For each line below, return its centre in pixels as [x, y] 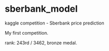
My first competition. [27, 33]
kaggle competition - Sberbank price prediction [55, 23]
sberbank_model [41, 9]
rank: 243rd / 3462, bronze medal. [41, 43]
